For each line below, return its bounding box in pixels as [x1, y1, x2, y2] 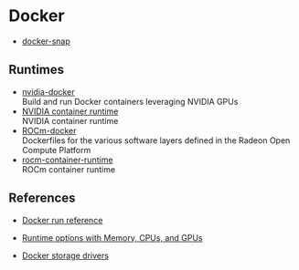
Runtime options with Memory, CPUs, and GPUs [21, 232, 203, 243]
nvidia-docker [21, 86, 75, 97]
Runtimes [8, 62, 65, 78]
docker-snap [21, 36, 70, 47]
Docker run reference [21, 214, 103, 225]
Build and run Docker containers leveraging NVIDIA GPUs [21, 96, 239, 107]
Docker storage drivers [21, 250, 109, 261]
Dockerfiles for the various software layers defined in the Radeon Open [21, 134, 291, 146]
